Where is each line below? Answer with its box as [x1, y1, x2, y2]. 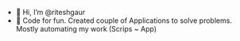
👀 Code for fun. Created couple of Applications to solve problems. [15, 16, 233, 25]
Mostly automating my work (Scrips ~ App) [15, 24, 157, 33]
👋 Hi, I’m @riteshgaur [15, 8, 86, 17]
